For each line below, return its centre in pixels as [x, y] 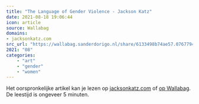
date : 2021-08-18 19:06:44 [39, 17]
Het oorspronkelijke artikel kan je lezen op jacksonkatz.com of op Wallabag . [99, 88]
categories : [21, 55]
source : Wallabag [28, 28]
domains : [17, 33]
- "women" [29, 72]
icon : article [24, 22]
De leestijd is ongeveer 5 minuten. [48, 95]
